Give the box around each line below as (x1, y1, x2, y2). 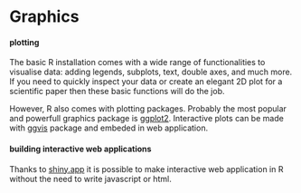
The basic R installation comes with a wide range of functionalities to (9, 57, 266, 68)
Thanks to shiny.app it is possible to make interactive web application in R (9, 163, 284, 174)
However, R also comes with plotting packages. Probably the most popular (9, 103, 287, 114)
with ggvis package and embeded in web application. (9, 122, 209, 133)
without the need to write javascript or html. (9, 173, 172, 184)
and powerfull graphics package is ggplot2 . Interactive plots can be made (9, 113, 285, 124)
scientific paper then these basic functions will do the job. (9, 86, 225, 97)
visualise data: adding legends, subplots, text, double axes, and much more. (9, 66, 293, 78)
